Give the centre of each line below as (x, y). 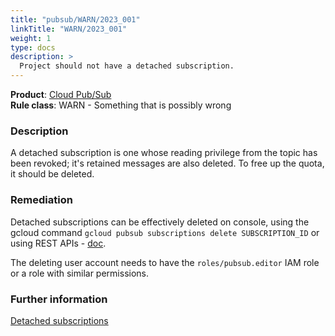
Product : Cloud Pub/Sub (61, 94)
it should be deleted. (52, 174)
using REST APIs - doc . (58, 243)
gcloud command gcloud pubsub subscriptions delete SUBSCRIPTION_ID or (165, 232)
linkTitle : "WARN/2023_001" (69, 29)
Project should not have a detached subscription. (127, 66)
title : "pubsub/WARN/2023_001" (75, 19)
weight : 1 (31, 38)
